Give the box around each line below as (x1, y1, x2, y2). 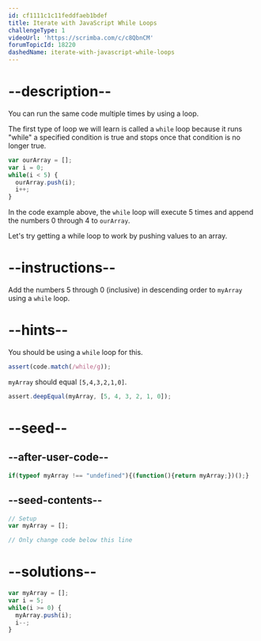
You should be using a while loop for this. (8, 348, 144, 357)
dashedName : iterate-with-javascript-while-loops (8, 48, 176, 56)
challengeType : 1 (8, 26, 66, 34)
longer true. (8, 140, 47, 151)
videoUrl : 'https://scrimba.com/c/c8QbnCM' (8, 33, 154, 42)
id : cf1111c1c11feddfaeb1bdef (8, 11, 108, 20)
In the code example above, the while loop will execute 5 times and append (8, 208, 254, 217)
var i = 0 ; (8, 163, 44, 171)
